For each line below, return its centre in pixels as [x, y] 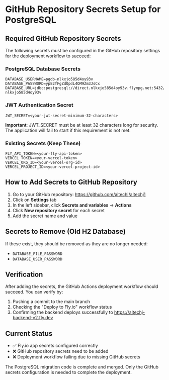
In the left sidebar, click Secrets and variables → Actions [72, 205]
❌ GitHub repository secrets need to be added [60, 351]
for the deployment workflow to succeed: [48, 56]
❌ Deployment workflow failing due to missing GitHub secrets [76, 357]
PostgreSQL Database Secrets [43, 69]
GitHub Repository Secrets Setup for [83, 9]
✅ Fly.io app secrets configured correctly [55, 346]
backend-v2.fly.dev [33, 318]
